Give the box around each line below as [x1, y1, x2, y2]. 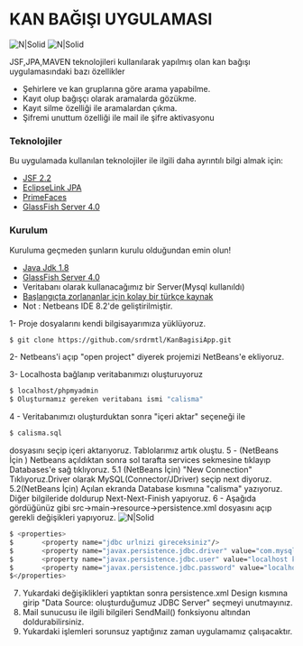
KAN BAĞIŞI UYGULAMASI [9, 9, 213, 30]
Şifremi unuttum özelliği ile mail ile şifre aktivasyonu [22, 112, 215, 123]
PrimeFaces [22, 192, 68, 203]
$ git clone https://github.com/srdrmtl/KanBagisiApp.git [9, 335, 232, 345]
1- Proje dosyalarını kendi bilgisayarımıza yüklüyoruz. [9, 318, 207, 328]
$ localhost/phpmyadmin [9, 386, 99, 396]
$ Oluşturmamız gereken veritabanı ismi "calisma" [9, 395, 204, 404]
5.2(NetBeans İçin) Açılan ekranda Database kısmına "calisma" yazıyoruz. [9, 484, 283, 494]
